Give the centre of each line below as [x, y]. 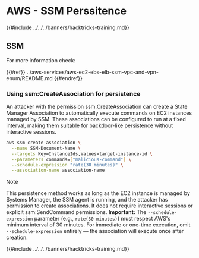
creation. [17, 237]
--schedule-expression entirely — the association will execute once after [95, 231]
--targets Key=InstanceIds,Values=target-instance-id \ [82, 154]
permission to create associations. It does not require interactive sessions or [99, 206]
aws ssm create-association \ [44, 143]
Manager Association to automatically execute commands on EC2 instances [99, 113]
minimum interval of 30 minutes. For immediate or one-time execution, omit [98, 225]
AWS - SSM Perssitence [67, 11]
